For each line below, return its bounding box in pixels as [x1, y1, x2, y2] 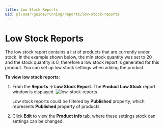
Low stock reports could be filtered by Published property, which [12, 99, 145, 104]
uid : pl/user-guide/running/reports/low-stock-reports [5, 12, 120, 17]
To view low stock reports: [5, 74, 60, 80]
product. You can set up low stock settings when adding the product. [5, 65, 145, 71]
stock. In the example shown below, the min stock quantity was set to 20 [5, 54, 152, 60]
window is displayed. [12, 89, 55, 95]
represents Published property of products [12, 103, 100, 109]
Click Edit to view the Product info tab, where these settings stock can [12, 113, 156, 119]
